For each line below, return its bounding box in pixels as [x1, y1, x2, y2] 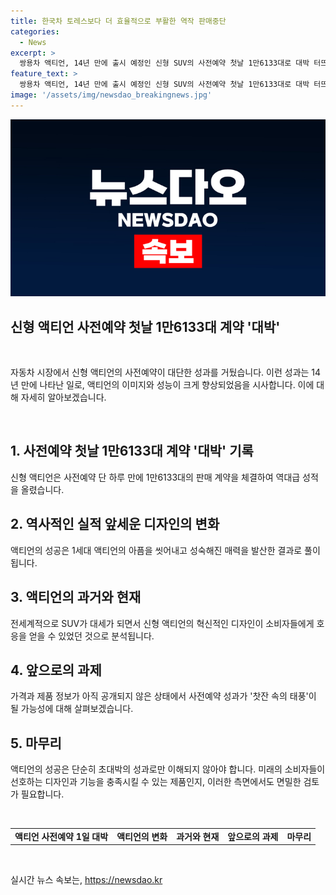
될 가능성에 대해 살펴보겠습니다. [10, 703, 134, 715]
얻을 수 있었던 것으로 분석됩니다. [28, 630, 155, 642]
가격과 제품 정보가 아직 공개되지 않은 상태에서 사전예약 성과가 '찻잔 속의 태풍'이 [10, 690, 317, 702]
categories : [10, 26, 60, 37]
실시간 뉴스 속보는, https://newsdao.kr [10, 874, 163, 886]
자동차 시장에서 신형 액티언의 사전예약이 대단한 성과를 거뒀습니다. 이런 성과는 [10, 366, 310, 379]
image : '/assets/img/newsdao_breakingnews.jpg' [10, 90, 213, 100]
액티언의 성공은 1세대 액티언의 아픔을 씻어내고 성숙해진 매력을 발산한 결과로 [10, 544, 303, 556]
